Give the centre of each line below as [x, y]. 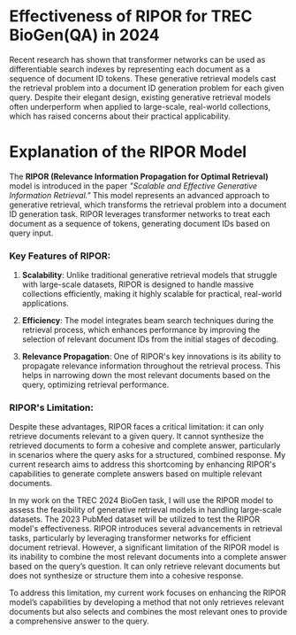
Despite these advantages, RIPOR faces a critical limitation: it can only [137, 427]
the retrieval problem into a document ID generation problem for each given [147, 88]
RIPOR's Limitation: [52, 407]
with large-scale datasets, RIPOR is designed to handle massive [138, 284]
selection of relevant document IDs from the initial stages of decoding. [150, 339]
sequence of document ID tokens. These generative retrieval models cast [143, 78]
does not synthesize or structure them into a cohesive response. [126, 576]
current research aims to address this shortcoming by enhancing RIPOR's [143, 465]
